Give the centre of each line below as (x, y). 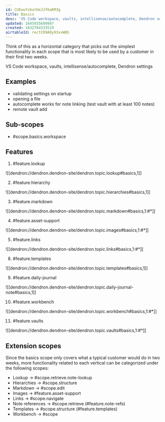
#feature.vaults (28, 321)
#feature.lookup (29, 164)
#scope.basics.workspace (39, 136)
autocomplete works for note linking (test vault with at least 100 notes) (83, 104)
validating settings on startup (42, 93)
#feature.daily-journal (35, 278)
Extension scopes (34, 346)
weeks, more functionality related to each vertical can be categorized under (82, 363)
